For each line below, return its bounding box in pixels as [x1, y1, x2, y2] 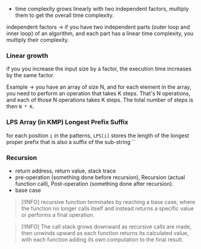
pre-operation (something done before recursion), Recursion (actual [15, 173, 185, 181]
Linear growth [6, 51, 48, 60]
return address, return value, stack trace [15, 167, 116, 174]
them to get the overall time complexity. [15, 12, 114, 19]
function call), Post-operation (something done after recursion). [15, 180, 174, 187]
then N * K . [6, 103, 35, 110]
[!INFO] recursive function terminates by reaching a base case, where [21, 198, 196, 205]
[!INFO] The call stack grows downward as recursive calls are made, [21, 223, 192, 230]
